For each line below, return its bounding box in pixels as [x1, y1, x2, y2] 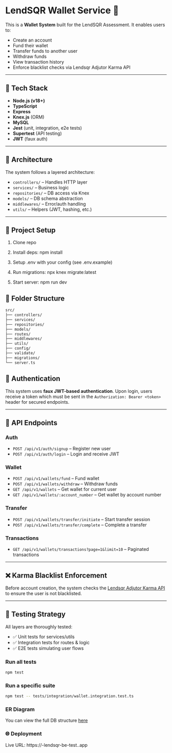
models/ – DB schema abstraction [12, 195, 83, 202]
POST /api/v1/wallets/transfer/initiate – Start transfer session [12, 516, 150, 522]
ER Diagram [5, 705, 35, 712]
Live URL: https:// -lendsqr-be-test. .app [5, 742, 88, 748]
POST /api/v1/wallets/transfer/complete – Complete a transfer [12, 522, 147, 528]
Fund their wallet [12, 42, 49, 48]
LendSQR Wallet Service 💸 [5, 5, 119, 16]
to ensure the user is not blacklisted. [5, 590, 82, 597]
